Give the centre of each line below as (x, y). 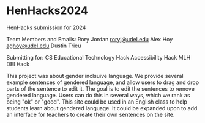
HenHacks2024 (47, 11)
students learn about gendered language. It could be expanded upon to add (102, 108)
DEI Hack (18, 64)
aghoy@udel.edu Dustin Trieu (44, 46)
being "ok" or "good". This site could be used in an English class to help (97, 102)
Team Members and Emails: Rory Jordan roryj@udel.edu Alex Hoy (90, 39)
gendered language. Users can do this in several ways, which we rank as (99, 95)
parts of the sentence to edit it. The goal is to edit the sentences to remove (100, 88)
